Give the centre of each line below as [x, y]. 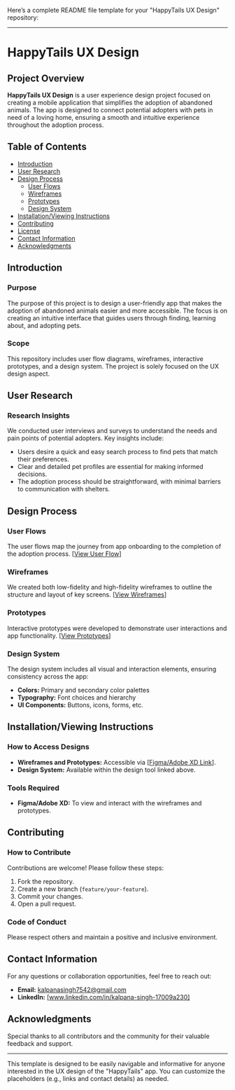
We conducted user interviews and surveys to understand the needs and [112, 431]
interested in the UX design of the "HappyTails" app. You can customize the [116, 1071]
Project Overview [46, 78]
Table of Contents [47, 147]
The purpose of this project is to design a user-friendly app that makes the [115, 303]
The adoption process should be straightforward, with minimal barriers [119, 482]
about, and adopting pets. [44, 325]
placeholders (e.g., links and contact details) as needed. [88, 1078]
